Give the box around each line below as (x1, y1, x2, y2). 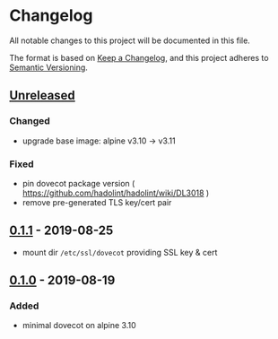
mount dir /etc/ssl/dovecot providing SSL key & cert (22, 247, 218, 257)
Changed (9, 115, 51, 127)
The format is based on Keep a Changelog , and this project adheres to (9, 52, 269, 63)
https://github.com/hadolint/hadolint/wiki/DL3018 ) (22, 187, 210, 198)
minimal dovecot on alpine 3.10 (22, 320, 136, 331)
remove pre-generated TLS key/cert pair (22, 196, 172, 207)
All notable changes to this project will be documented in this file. (9, 35, 251, 46)
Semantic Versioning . (9, 62, 88, 73)
